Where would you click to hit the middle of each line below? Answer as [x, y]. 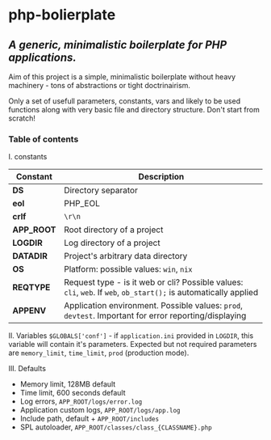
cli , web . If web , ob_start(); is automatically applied [161, 293]
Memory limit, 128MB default [68, 384]
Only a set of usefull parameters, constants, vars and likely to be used [124, 101]
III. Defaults [27, 369]
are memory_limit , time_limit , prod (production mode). [99, 353]
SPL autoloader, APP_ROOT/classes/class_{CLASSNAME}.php [116, 427]
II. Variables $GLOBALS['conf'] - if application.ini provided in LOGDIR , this [131, 336]
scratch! [22, 118]
